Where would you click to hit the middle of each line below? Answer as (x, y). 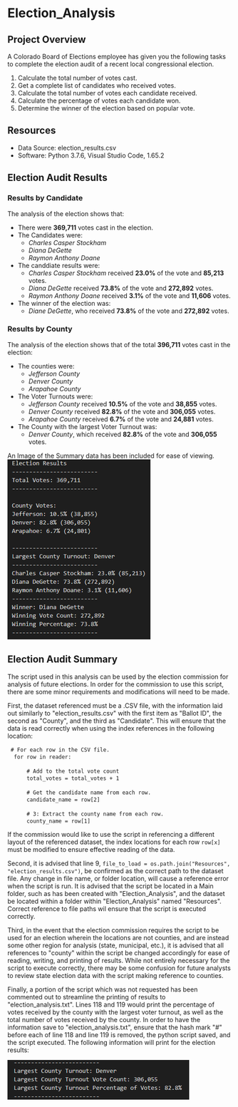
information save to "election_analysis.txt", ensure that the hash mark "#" (115, 1027)
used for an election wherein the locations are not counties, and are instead (118, 937)
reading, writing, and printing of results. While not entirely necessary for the (119, 960)
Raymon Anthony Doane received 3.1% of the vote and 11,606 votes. (129, 295)
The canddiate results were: (59, 265)
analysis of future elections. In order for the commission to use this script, (116, 684)
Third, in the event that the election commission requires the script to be (113, 930)
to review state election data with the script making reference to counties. (115, 975)
